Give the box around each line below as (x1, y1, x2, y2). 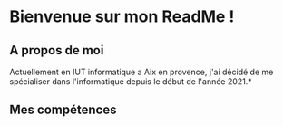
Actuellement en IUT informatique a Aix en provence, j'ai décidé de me (9, 66, 274, 77)
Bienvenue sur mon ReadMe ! (9, 6, 235, 27)
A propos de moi (9, 43, 104, 58)
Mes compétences (9, 102, 117, 118)
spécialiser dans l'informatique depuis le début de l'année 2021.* (9, 76, 252, 87)
